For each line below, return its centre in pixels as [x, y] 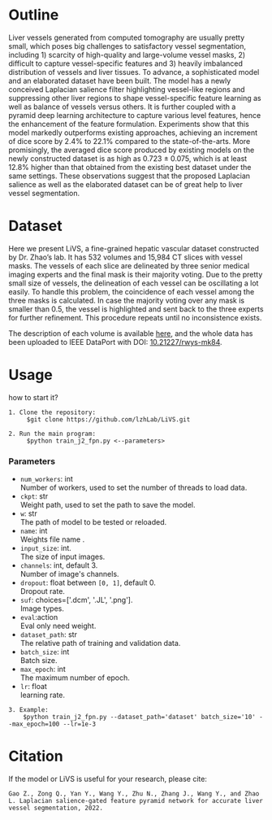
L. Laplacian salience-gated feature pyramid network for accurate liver [136, 801]
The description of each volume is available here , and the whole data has [131, 333]
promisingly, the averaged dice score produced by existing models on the [132, 150]
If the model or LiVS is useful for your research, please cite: [108, 779]
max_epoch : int [43, 670]
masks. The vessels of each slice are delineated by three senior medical [129, 265]
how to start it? [33, 397]
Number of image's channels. [69, 574]
